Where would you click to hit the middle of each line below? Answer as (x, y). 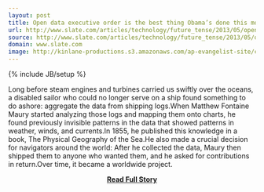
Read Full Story (132, 179)
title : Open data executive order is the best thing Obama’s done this (128, 23)
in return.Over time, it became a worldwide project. (90, 164)
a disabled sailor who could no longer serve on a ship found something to (127, 98)
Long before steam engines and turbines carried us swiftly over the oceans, (131, 89)
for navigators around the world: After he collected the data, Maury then (125, 147)
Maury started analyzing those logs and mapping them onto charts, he (122, 114)
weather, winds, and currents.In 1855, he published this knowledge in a (123, 131)
